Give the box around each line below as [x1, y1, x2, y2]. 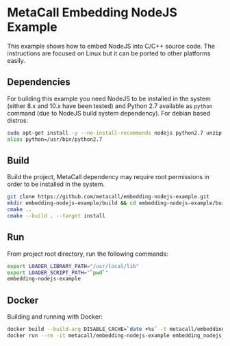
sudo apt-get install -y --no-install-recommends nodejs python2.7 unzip [7, 129, 222, 136]
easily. [7, 56, 25, 64]
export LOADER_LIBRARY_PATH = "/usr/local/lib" [7, 263, 139, 269]
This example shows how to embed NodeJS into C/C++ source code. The [7, 42, 216, 50]
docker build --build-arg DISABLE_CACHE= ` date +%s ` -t [7, 326, 167, 333]
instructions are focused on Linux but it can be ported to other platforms [7, 49, 211, 57]
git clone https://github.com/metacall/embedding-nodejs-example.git [7, 194, 210, 200]
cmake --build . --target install [7, 212, 106, 219]
